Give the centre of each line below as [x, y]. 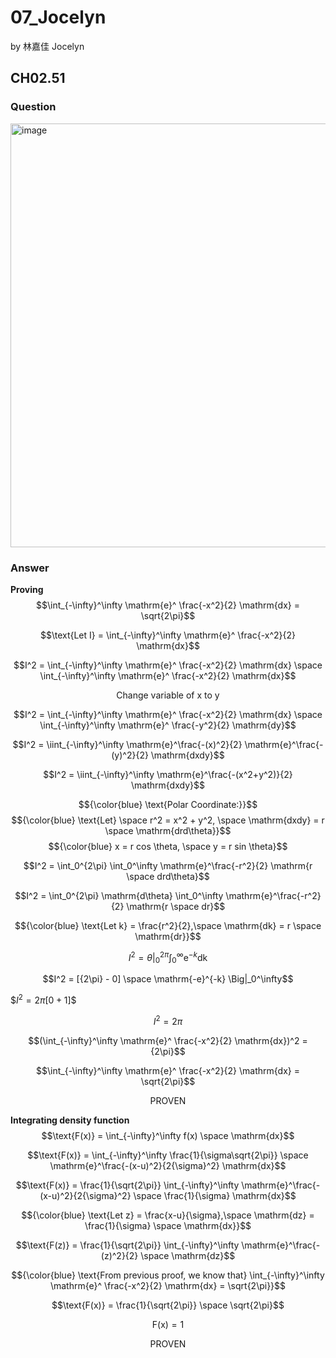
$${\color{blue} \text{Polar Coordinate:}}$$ [168, 804]
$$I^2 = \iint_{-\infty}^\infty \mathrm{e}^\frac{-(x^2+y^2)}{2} [168, 774]
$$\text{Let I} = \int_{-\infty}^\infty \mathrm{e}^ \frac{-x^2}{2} [168, 635]
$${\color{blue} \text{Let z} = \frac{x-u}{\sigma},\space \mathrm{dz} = [168, 1215]
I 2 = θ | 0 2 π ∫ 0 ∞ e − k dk [168, 957]
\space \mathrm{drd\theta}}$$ [168, 830]
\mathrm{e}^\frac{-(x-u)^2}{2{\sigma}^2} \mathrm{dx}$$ [168, 1165]
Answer [30, 568]
